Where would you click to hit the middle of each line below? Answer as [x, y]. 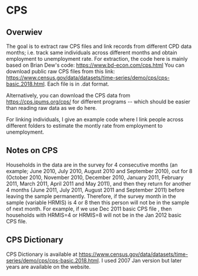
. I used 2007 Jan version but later [140, 260]
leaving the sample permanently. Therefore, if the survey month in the [91, 196]
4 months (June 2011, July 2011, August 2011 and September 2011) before [95, 190]
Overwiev [24, 32]
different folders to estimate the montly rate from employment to [85, 126]
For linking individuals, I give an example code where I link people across [95, 119]
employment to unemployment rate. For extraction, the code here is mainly [97, 59]
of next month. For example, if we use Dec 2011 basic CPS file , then [89, 209]
